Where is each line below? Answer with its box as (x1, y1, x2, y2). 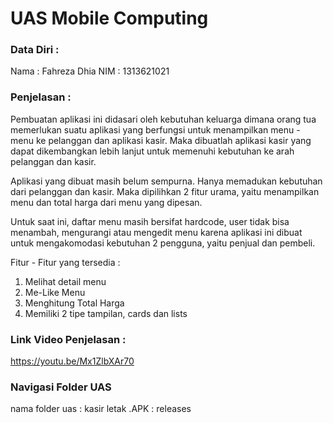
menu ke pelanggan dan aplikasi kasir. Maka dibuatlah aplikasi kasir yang (10, 134, 312, 146)
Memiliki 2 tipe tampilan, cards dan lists (24, 307, 188, 319)
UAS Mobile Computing (10, 7, 209, 30)
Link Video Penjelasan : (10, 332, 127, 346)
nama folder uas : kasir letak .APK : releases (10, 403, 192, 415)
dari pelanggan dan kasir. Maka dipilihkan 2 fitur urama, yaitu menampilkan (10, 185, 320, 197)
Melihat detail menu (24, 275, 107, 287)
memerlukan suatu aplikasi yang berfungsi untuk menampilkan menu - (10, 123, 301, 136)
